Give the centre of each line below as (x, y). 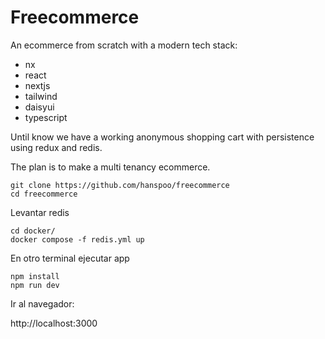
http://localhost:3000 (54, 323)
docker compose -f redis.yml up (77, 239)
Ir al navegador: (42, 303)
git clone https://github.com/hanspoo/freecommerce (120, 185)
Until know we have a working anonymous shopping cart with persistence (162, 137)
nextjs (37, 85)
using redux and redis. (56, 147)
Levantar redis (40, 212)
